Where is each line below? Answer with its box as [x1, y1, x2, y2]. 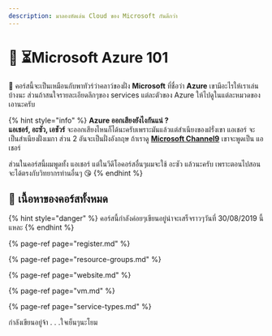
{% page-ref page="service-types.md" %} [8, 302, 152, 312]
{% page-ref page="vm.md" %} [8, 286, 116, 296]
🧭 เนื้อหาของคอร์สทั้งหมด [8, 192, 108, 205]
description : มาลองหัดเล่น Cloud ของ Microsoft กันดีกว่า [8, 11, 178, 20]
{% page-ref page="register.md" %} [8, 239, 131, 248]
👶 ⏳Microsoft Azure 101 [8, 48, 169, 67]
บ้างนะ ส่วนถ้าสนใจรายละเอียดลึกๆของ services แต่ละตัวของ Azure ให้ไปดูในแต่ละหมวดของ [8, 90, 261, 100]
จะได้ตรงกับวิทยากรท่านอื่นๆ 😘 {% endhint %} [8, 168, 144, 178]
